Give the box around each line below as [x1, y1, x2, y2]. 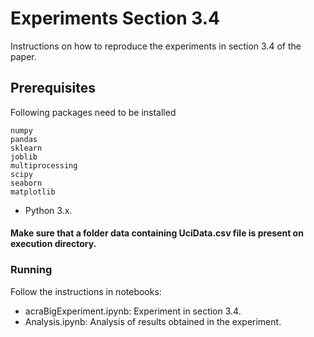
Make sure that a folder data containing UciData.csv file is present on [10, 227, 304, 239]
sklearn [10, 143, 43, 153]
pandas [10, 134, 38, 144]
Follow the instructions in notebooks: [10, 285, 162, 297]
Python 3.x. [24, 204, 73, 216]
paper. [10, 50, 37, 62]
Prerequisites [10, 80, 96, 97]
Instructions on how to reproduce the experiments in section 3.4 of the [10, 40, 302, 52]
